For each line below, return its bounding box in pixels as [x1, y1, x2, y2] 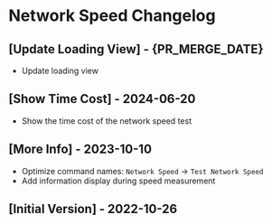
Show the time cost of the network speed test [21, 115, 192, 126]
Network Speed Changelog [8, 5, 216, 26]
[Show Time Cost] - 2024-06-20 [8, 91, 196, 107]
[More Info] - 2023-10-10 [8, 142, 153, 157]
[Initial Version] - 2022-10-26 [8, 201, 178, 217]
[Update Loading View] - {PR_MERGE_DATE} [8, 42, 264, 57]
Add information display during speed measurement [21, 175, 216, 186]
